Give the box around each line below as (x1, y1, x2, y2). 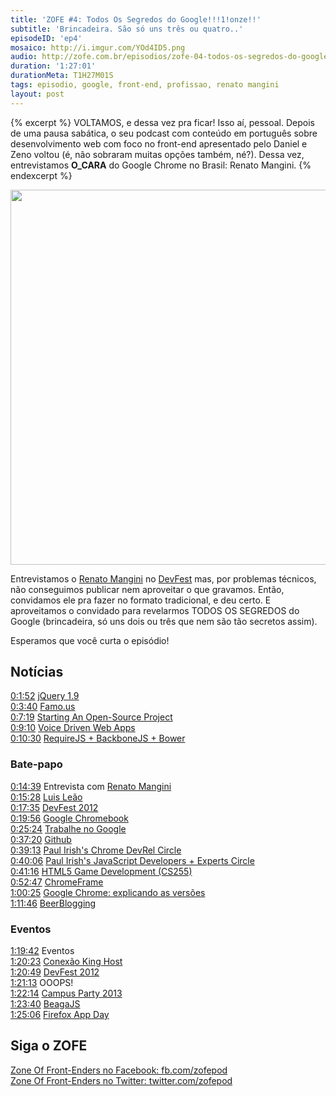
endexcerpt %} (10, 169, 73, 181)
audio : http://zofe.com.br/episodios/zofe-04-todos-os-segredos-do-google (10, 52, 329, 62)
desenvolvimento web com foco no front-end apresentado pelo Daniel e (10, 137, 308, 150)
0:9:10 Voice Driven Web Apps (10, 722, 136, 734)
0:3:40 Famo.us (10, 701, 76, 713)
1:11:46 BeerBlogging (10, 897, 97, 909)
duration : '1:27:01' (10, 61, 97, 71)
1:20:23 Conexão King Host (10, 956, 123, 968)
